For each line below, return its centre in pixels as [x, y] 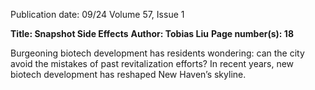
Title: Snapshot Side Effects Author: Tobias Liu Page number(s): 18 [152, 33]
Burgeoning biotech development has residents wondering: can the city [157, 53]
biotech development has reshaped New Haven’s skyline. [128, 74]
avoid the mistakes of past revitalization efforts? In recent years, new [152, 63]
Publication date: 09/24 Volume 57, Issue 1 [97, 14]
